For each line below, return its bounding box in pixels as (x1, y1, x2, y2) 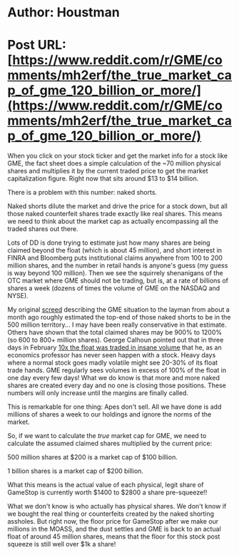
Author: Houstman (7, 4, 120, 21)
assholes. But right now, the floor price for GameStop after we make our (7, 517, 219, 526)
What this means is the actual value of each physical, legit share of (7, 481, 204, 489)
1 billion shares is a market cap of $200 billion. (7, 467, 144, 475)
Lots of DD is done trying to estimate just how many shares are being (7, 238, 210, 247)
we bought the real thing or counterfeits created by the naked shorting (7, 509, 215, 518)
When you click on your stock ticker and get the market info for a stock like (7, 151, 228, 161)
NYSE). (7, 292, 29, 300)
